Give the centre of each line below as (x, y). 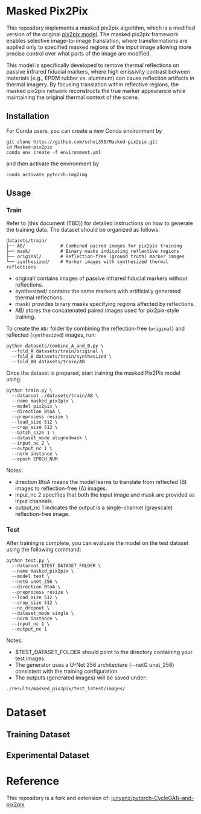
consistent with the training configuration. (67, 671)
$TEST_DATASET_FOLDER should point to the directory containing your (104, 652)
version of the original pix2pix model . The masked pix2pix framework (92, 34)
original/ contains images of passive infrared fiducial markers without (101, 278)
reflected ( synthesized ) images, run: (51, 335)
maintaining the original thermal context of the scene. (73, 97)
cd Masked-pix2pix (29, 147)
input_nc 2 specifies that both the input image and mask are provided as (105, 495)
